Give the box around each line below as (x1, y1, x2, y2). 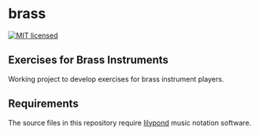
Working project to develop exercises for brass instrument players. (8, 74, 224, 83)
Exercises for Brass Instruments (8, 53, 169, 67)
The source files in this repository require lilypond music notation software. (8, 118, 252, 127)
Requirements (8, 97, 79, 111)
